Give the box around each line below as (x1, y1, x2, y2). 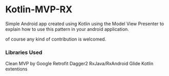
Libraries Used (5, 49, 43, 56)
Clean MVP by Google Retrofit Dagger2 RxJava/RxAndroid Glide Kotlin (5, 61, 154, 67)
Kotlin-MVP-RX (5, 4, 73, 15)
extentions (5, 66, 28, 72)
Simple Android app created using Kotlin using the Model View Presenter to (5, 21, 164, 27)
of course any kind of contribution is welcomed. (5, 36, 107, 42)
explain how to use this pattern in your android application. (5, 26, 129, 32)
